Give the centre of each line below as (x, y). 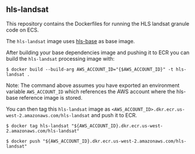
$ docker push (23, 141)
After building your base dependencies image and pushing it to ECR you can (98, 52)
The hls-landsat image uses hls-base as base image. (71, 41)
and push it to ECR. (114, 115)
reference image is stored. (51, 97)
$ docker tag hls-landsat (37, 126)
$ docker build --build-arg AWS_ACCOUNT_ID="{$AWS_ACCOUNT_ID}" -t (90, 69)
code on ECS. (22, 30)
